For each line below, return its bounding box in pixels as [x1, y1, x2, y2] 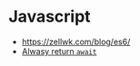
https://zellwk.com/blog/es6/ [21, 36, 131, 47]
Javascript [8, 6, 92, 27]
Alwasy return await [21, 45, 97, 56]
